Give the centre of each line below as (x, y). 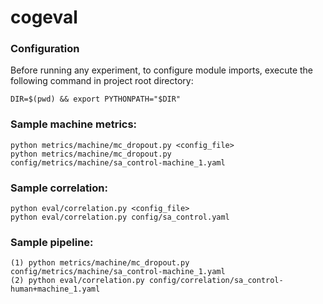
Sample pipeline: (52, 242)
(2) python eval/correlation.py (77, 281)
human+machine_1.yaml (55, 289)
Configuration (45, 49)
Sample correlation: (59, 188)
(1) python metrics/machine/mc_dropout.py (100, 263)
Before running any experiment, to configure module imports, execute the (162, 70)
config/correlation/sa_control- (216, 281)
